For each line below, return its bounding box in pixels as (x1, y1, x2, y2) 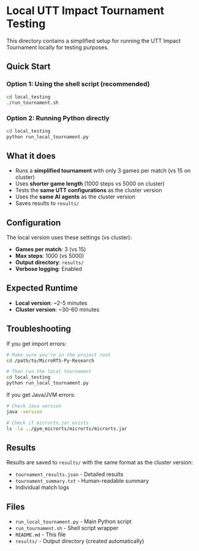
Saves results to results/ (15, 200, 80, 207)
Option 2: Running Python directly (6, 114, 110, 123)
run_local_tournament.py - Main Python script (15, 518, 132, 525)
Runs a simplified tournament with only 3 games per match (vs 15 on (15, 167, 191, 174)
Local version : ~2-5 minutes (15, 299, 88, 307)
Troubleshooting (6, 324, 72, 334)
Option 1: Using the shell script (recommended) (6, 80, 150, 88)
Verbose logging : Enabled (15, 265, 83, 273)
